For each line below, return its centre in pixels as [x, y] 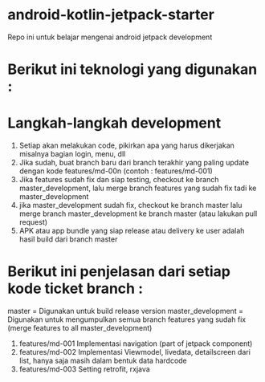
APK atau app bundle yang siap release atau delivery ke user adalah [132, 231]
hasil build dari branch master [68, 239]
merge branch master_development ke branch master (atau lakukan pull [138, 213]
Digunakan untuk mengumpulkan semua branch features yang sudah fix [127, 319]
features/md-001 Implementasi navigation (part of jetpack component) [136, 343]
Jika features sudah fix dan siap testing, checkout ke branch [119, 180]
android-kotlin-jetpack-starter [111, 15]
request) [33, 222]
